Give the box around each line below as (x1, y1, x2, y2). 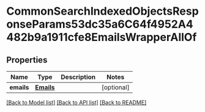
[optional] (101, 83, 130, 91)
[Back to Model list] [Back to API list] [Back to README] (6, 99, 147, 106)
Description (61, 73, 96, 81)
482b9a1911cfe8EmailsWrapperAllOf (6, 31, 197, 44)
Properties (6, 54, 48, 65)
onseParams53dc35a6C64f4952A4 (6, 17, 194, 31)
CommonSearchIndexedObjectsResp (6, 4, 199, 18)
